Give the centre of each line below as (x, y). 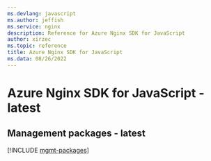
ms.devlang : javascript (42, 14)
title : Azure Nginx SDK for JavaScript (65, 53)
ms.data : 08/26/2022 (37, 59)
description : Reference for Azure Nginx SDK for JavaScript (96, 33)
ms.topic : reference (37, 46)
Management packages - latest (77, 134)
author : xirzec (29, 40)
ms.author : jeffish (36, 20)
